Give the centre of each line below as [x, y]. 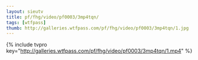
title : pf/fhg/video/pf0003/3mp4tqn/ [53, 17]
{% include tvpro [27, 45]
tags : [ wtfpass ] [26, 22]
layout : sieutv [25, 11]
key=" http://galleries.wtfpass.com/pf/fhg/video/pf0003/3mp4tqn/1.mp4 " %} [99, 51]
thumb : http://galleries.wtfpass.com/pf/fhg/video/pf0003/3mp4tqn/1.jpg [98, 28]
